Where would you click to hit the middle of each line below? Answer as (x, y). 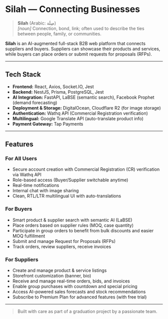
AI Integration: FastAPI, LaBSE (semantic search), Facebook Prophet (83, 97)
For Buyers (19, 209)
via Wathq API (27, 175)
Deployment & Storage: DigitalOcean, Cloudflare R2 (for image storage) (86, 108)
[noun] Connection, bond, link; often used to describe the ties (81, 28)
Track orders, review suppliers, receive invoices (62, 246)
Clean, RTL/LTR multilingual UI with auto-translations (67, 196)
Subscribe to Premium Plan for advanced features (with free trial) (79, 297)
